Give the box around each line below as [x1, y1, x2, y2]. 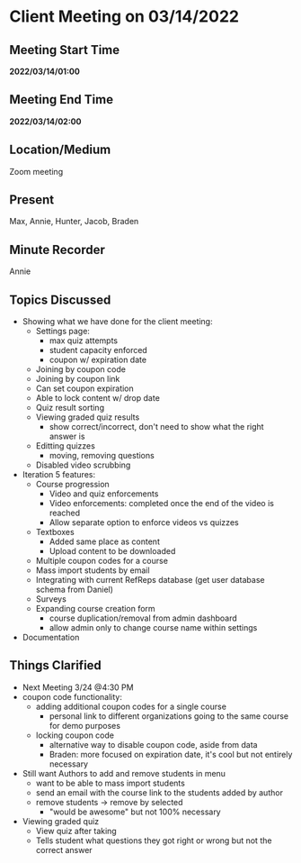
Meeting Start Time [9, 42, 120, 58]
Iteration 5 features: [22, 469, 96, 480]
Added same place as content [49, 536, 160, 547]
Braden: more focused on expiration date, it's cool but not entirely [49, 749, 293, 759]
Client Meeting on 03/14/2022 [9, 6, 240, 27]
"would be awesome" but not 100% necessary [49, 806, 222, 817]
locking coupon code [35, 730, 115, 740]
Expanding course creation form [35, 604, 155, 614]
